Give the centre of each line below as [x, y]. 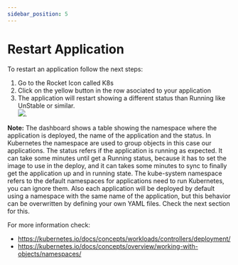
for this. [19, 211]
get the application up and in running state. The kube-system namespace [115, 173]
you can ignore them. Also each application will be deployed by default [111, 188]
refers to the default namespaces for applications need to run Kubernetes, [116, 181]
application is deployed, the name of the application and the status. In [109, 135]
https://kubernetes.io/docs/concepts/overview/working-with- [108, 246]
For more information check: [49, 224]
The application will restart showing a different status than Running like [121, 98]
